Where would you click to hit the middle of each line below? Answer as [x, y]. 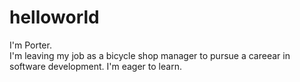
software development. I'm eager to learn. [95, 66]
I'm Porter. [30, 45]
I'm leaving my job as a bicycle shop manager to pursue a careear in [150, 55]
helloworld [54, 17]
